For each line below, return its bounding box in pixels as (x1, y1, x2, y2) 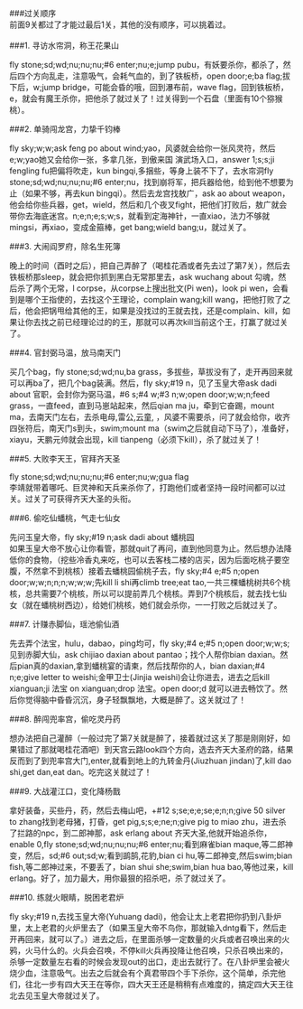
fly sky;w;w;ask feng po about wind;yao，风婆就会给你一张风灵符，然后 (9, 143, 277, 154)
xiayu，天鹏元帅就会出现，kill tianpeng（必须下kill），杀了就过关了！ (9, 434, 262, 444)
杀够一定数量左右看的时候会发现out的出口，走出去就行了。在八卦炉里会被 (9, 957, 282, 967)
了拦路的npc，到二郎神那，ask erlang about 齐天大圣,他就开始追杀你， (9, 827, 272, 838)
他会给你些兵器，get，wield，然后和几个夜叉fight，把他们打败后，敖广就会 (9, 200, 288, 210)
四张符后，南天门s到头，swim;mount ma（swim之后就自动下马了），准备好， (9, 423, 294, 434)
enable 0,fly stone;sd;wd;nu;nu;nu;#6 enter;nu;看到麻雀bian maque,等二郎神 (9, 839, 293, 849)
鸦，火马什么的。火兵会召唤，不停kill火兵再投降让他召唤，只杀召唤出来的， (9, 945, 289, 956)
